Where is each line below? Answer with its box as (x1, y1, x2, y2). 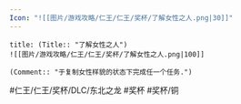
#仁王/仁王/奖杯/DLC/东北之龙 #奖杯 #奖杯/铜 (9, 84, 179, 96)
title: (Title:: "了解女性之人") (9, 40, 128, 49)
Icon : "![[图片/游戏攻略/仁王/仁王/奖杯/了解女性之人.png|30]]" (9, 13, 234, 23)
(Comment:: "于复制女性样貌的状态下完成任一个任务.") (9, 68, 193, 77)
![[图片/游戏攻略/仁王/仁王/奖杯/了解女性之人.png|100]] (9, 49, 205, 59)
